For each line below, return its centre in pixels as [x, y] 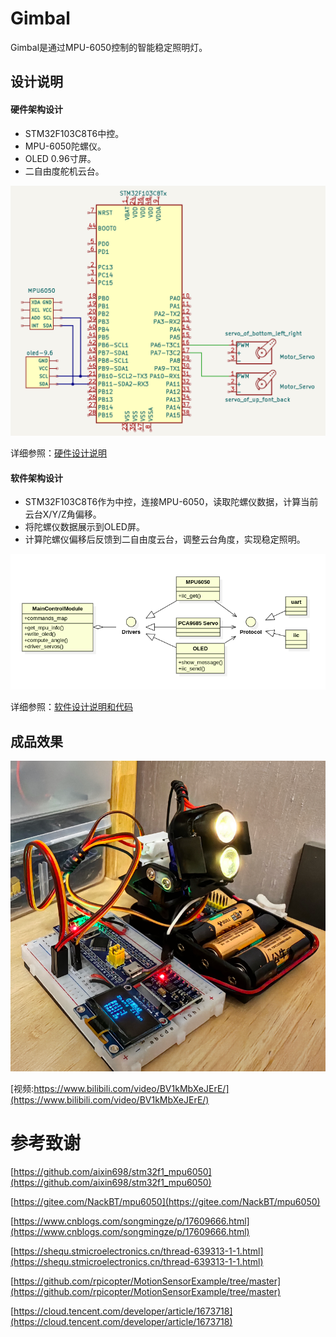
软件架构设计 [36, 478]
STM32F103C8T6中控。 [74, 133]
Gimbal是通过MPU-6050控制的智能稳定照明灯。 [109, 47]
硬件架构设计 [36, 109]
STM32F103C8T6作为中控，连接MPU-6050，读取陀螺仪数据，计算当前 [171, 502]
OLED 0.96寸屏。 [60, 158]
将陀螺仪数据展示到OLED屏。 [84, 527]
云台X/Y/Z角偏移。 [63, 514]
